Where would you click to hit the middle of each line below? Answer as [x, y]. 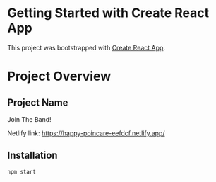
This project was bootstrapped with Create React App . [86, 47]
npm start [22, 171]
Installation [32, 155]
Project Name [38, 102]
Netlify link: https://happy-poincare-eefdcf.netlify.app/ [86, 133]
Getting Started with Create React [108, 13]
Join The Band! [29, 119]
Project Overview [59, 76]
